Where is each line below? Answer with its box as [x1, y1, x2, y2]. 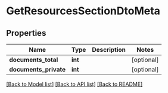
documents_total [9, 55, 58, 64]
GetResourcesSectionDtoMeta [6, 4, 161, 18]
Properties [6, 28, 46, 38]
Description [92, 46, 126, 54]
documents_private [9, 66, 66, 73]
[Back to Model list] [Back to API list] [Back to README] [6, 80, 143, 88]
